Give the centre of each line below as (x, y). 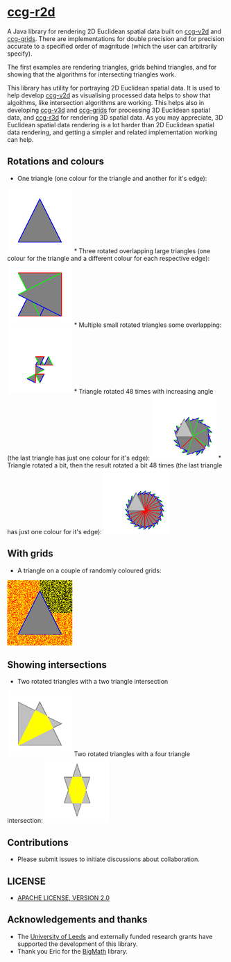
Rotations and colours (56, 162)
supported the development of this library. (77, 944)
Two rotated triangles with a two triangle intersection (93, 682)
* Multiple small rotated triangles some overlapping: (148, 325)
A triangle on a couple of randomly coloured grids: (89, 570)
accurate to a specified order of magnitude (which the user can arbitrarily (112, 46)
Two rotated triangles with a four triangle (132, 754)
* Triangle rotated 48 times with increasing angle (144, 391)
